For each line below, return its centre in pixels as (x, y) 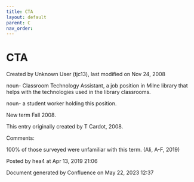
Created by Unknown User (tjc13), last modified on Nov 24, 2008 (86, 74)
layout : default (26, 17)
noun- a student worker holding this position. (61, 103)
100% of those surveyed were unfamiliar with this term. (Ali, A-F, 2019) (93, 150)
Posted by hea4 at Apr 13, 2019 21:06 (52, 161)
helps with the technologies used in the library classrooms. (78, 92)
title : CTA (20, 12)
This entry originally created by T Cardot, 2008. (65, 127)
